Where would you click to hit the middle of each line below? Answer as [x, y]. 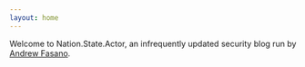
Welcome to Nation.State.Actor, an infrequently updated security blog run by [153, 43]
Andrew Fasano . [40, 53]
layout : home [34, 18]
